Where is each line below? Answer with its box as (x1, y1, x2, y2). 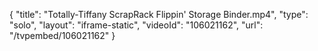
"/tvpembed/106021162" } (9, 30, 116, 41)
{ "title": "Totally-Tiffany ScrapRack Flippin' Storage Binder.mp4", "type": (9, 9, 309, 20)
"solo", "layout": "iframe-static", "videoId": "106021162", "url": (9, 19, 264, 31)
